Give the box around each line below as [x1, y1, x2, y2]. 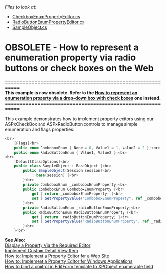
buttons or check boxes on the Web [5, 63, 154, 74]
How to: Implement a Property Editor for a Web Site [5, 253, 110, 259]
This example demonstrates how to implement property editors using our [5, 116, 154, 122]
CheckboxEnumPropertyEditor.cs [12, 14, 81, 19]
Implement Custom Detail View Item [5, 248, 78, 254]
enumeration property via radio [5, 52, 136, 63]
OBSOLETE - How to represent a [5, 42, 139, 53]
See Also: [5, 237, 26, 243]
